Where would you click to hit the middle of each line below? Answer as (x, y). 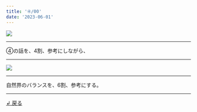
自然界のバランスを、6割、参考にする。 (54, 85)
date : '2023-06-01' (30, 17)
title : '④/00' (24, 11)
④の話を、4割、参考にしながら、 (47, 51)
